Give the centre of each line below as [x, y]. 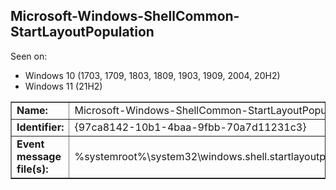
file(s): [32, 169]
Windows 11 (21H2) [63, 86]
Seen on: [29, 56]
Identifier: [40, 127]
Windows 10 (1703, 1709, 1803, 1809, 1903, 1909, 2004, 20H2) [152, 75]
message [39, 156]
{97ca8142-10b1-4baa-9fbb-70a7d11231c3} [190, 127]
